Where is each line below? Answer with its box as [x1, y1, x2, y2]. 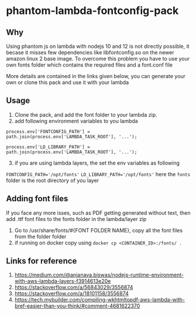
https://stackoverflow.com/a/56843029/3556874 [14, 284, 133, 291]
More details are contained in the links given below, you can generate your [6, 73, 186, 79]
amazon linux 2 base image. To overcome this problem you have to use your [6, 55, 190, 62]
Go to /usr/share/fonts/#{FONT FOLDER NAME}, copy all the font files [14, 226, 183, 234]
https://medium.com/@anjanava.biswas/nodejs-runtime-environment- [14, 271, 184, 278]
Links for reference [6, 256, 77, 266]
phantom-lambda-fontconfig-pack [6, 4, 179, 17]
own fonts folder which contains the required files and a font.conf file [6, 61, 173, 68]
